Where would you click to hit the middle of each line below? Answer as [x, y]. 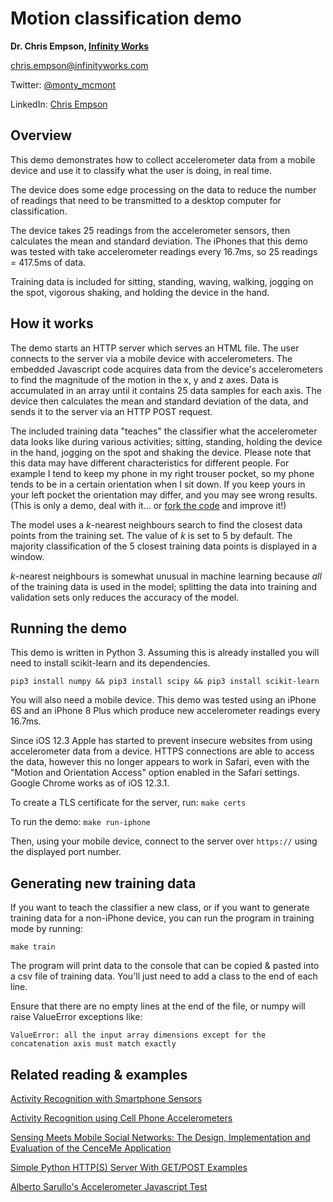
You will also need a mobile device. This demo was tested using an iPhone [163, 700]
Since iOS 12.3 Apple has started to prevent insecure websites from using [161, 741]
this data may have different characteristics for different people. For [150, 463]
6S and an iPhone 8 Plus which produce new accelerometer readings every [165, 711]
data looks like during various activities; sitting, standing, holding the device [166, 441]
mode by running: [46, 929]
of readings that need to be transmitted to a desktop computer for [146, 200]
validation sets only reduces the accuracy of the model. [125, 597]
